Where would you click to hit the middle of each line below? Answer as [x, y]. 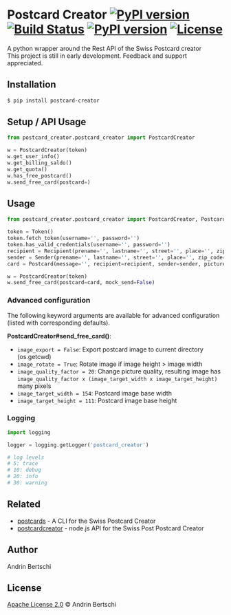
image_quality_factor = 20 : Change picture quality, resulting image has [119, 371]
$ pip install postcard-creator [53, 100]
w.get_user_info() [33, 157]
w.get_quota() [27, 169]
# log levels [26, 457]
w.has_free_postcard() [40, 175]
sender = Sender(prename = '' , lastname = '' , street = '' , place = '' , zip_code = [117, 257]
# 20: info [23, 477]
